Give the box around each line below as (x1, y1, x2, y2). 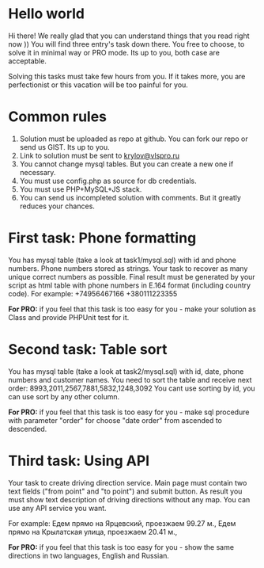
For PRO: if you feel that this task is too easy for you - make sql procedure (8, 407, 250, 417)
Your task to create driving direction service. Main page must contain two (8, 478, 247, 487)
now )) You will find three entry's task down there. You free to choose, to (8, 39, 245, 48)
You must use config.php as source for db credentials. (19, 176, 197, 185)
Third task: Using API (8, 452, 150, 470)
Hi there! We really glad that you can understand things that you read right (8, 31, 251, 40)
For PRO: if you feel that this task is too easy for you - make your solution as (8, 304, 257, 314)
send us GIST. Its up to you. (19, 142, 110, 151)
